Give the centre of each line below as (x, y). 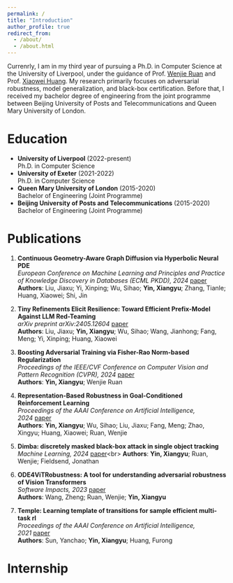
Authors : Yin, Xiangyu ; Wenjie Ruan (70, 381)
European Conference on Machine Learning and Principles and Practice (121, 273)
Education (37, 139)
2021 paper (33, 533)
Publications (44, 239)
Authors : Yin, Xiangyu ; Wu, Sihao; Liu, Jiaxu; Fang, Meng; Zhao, (111, 425)
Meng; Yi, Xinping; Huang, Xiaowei (67, 338)
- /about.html (34, 46)
